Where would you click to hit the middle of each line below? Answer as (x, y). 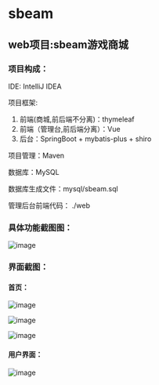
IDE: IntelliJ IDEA (35, 86)
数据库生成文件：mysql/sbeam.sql (63, 188)
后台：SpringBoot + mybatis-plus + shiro (85, 139)
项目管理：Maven (36, 155)
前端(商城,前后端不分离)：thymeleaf (77, 119)
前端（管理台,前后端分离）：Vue (70, 129)
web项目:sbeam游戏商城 (69, 44)
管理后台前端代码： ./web (49, 205)
